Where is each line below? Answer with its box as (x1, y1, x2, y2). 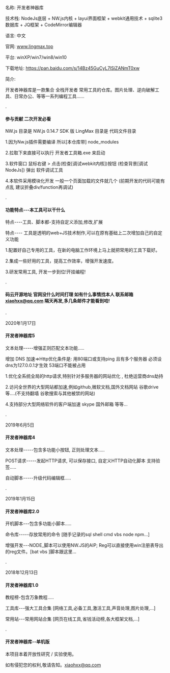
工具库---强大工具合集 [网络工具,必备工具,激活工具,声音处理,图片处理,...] (5, 605, 156, 611)
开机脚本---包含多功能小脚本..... (5, 520, 72, 527)
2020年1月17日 (5, 320, 37, 326)
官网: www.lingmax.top (5, 43, 53, 50)
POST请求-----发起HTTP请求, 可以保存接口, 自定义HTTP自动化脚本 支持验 (5, 458, 160, 464)
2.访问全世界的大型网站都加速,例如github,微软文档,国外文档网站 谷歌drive (5, 383, 159, 390)
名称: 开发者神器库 (5, 5, 44, 10)
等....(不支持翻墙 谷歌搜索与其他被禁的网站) (5, 390, 96, 396)
